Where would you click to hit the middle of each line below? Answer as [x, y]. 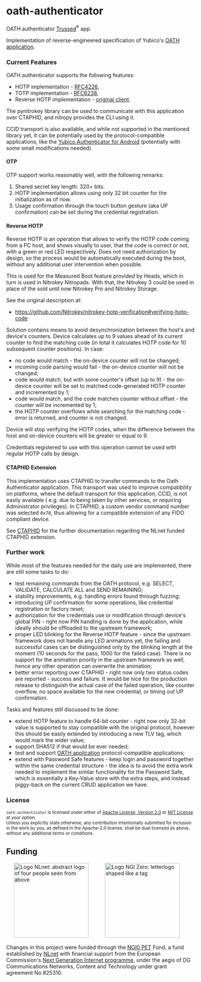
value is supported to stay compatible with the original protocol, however [105, 727]
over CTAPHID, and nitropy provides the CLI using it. [71, 117]
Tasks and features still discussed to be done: [63, 709]
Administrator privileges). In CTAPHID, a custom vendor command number [98, 506]
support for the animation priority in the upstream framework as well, [100, 659]
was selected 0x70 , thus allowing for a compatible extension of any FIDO [95, 512]
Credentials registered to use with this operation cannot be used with [91, 448]
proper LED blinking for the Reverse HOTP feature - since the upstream [103, 634]
